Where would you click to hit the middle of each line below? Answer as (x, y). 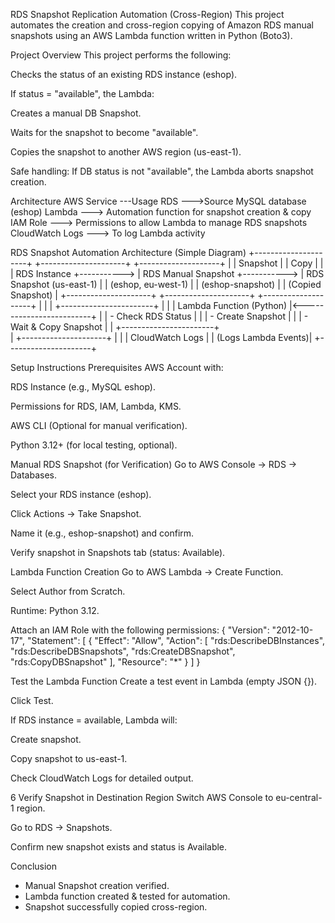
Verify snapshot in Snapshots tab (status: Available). (118, 552)
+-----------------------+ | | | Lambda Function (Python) (171, 305)
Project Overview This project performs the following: (121, 55)
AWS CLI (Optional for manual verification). (99, 425)
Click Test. (32, 700)
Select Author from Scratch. (68, 591)
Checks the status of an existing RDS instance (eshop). (124, 74)
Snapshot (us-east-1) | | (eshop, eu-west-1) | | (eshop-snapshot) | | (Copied (166, 284)
